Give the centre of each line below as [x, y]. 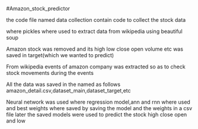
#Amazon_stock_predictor [38, 9]
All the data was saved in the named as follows [63, 84]
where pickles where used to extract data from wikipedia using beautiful [94, 31]
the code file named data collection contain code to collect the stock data [96, 20]
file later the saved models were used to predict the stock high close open [97, 115]
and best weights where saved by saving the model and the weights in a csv [99, 108]
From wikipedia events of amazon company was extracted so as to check [96, 67]
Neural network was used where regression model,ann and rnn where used [98, 102]
